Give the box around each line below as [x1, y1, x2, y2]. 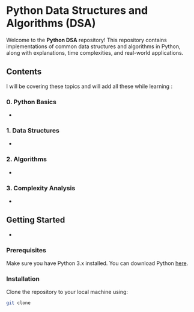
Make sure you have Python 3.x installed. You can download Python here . [6, 260, 189, 267]
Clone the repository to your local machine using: [6, 289, 128, 296]
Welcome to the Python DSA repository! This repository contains [6, 36, 167, 43]
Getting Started [6, 215, 65, 225]
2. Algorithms [6, 155, 47, 163]
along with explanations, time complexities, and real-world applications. [6, 49, 184, 56]
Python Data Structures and [6, 4, 148, 17]
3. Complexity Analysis [6, 184, 76, 192]
